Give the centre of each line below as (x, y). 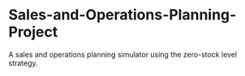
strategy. (23, 63)
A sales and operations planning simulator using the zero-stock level (123, 54)
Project (33, 32)
